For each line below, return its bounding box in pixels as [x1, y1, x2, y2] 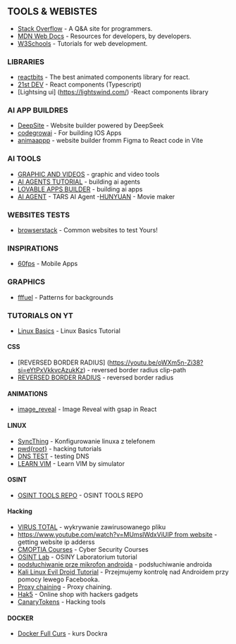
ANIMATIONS [7, 389, 48, 398]
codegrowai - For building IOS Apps [17, 129, 122, 137]
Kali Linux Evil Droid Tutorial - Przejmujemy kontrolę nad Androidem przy [17, 567, 229, 576]
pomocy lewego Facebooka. [17, 575, 100, 583]
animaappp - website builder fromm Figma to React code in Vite [17, 137, 204, 145]
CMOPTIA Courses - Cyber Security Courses [17, 545, 149, 553]
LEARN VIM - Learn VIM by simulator [17, 459, 125, 467]
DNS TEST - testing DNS [17, 452, 89, 460]
